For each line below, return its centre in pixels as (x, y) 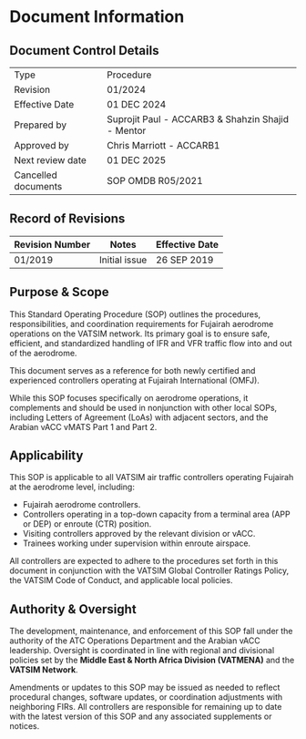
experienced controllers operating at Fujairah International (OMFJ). (134, 380)
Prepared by (40, 125)
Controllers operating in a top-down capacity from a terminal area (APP (156, 514)
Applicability (46, 456)
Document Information (97, 17)
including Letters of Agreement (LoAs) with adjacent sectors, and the (139, 417)
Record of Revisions (67, 219)
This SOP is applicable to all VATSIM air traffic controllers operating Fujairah (152, 477)
